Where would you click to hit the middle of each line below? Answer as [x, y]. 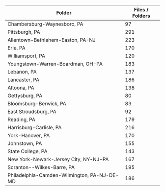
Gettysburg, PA [25, 96]
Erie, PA [16, 48]
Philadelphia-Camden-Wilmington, [48, 175]
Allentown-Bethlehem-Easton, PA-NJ [52, 40]
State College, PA [27, 151]
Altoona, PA [21, 88]
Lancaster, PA [24, 80]
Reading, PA [22, 119]
